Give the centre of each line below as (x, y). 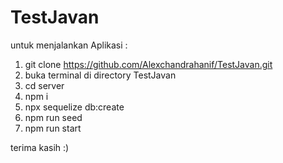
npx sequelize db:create (74, 107)
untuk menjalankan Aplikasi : (69, 45)
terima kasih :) (40, 147)
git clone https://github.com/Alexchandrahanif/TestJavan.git (148, 64)
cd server (44, 85)
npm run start (53, 128)
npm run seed (53, 117)
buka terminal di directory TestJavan (100, 75)
